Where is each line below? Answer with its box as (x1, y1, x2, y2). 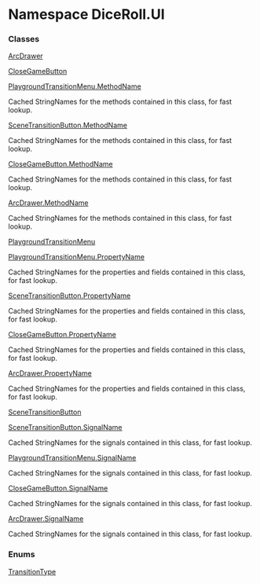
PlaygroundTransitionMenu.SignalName (8, 454, 137, 463)
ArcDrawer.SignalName (8, 514, 84, 523)
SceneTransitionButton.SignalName (8, 423, 123, 432)
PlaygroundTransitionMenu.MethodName (8, 82, 141, 91)
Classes (8, 34, 40, 45)
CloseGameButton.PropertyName (8, 330, 116, 340)
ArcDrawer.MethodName (8, 198, 89, 208)
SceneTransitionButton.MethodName (8, 120, 128, 130)
